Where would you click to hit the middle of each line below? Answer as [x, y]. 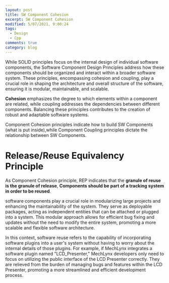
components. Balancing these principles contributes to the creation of [78, 109]
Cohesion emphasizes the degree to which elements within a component [81, 99]
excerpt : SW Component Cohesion [39, 19]
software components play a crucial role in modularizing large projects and [83, 201]
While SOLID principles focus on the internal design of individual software [82, 62]
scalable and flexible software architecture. [50, 227]
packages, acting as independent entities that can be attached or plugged [82, 211]
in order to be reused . [28, 191]
